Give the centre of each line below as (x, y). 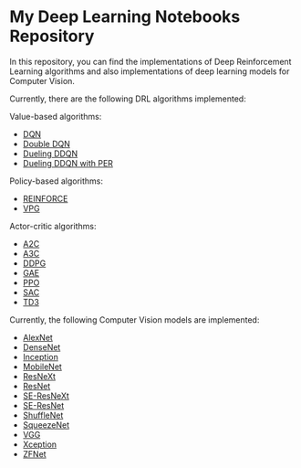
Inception (41, 356)
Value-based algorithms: (56, 116)
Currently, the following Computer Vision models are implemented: (135, 319)
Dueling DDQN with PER (68, 163)
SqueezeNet (46, 425)
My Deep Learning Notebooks (125, 17)
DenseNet (42, 347)
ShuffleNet (43, 415)
